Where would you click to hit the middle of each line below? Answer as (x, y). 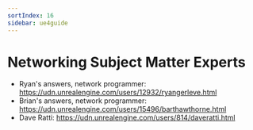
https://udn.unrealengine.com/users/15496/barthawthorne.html (123, 109)
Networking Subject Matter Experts (127, 62)
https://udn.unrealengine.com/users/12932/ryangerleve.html (118, 93)
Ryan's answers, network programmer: (82, 84)
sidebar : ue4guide (38, 23)
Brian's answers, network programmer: (83, 101)
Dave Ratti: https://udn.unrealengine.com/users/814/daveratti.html (127, 118)
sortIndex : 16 (31, 15)
